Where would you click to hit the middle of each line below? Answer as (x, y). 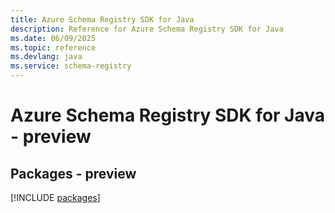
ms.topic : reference (53, 47)
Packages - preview (73, 173)
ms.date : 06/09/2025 (53, 38)
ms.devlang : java (46, 57)
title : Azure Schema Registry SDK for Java (102, 19)
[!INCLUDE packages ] (55, 197)
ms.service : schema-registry (71, 66)
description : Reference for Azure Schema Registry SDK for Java (147, 29)
